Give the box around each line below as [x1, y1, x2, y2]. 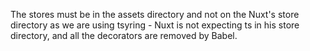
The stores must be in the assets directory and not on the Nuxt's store [10, 9, 300, 20]
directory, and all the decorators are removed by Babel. [10, 30, 238, 41]
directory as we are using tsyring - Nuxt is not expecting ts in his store [10, 19, 300, 31]
